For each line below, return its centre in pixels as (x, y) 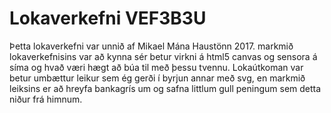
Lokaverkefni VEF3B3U (108, 18)
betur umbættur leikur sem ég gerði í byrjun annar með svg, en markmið (157, 78)
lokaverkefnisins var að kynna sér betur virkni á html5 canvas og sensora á (163, 56)
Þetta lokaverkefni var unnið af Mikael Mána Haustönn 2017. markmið (151, 46)
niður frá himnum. (46, 99)
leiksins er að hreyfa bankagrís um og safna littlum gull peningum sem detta (165, 88)
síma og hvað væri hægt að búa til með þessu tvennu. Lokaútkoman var (156, 67)
